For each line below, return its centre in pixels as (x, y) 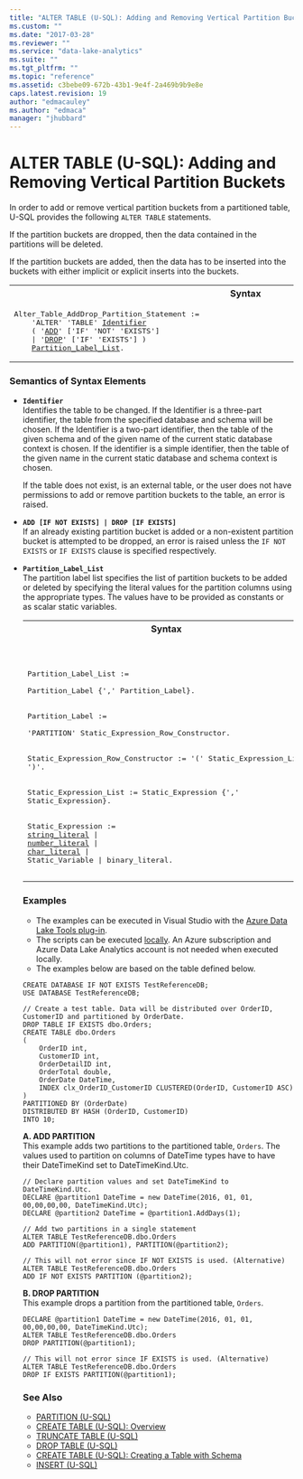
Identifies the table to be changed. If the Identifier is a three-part (142, 410)
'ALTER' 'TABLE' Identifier (89, 323)
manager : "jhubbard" (48, 118)
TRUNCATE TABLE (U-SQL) (87, 1436)
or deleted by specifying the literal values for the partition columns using (157, 587)
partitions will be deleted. (56, 244)
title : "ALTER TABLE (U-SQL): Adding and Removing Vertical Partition (145, 18)
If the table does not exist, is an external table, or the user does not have (157, 485)
